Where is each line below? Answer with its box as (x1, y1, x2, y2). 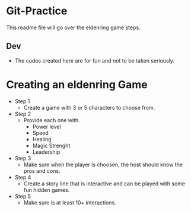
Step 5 (14, 193, 31, 200)
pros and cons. (23, 167, 61, 174)
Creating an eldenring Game (6, 77, 148, 91)
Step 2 (14, 110, 31, 117)
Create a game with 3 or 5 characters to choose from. (23, 104, 155, 111)
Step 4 (14, 173, 31, 181)
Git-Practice (6, 4, 68, 18)
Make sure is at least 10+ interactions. (23, 198, 117, 206)
